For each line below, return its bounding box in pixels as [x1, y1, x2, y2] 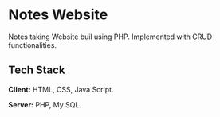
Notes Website [8, 6, 108, 24]
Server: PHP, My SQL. [8, 99, 82, 109]
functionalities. [8, 40, 57, 49]
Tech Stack [8, 64, 65, 77]
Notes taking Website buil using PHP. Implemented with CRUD [8, 32, 213, 41]
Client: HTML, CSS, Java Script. [8, 84, 114, 94]
